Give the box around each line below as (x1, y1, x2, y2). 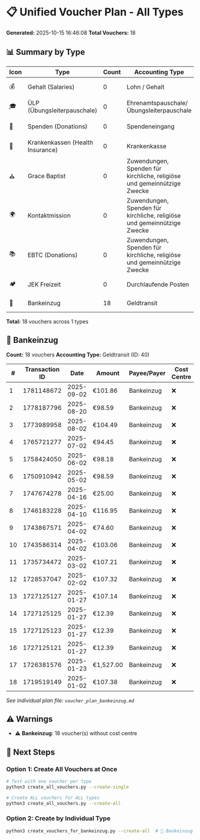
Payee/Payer (129, 368, 166, 377)
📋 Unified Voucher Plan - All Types (6, 5, 184, 19)
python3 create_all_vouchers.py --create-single (6, 784, 129, 790)
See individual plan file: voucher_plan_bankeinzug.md (6, 696, 135, 704)
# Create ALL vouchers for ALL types (6, 795, 100, 801)
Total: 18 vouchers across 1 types (6, 318, 89, 325)
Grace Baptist (27, 172, 66, 180)
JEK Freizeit (27, 280, 61, 289)
